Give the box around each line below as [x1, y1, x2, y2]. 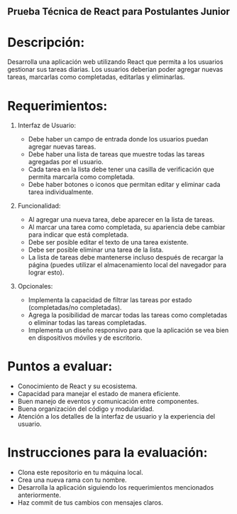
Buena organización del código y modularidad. [17, 405, 155, 413]
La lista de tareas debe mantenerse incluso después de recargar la [28, 253, 224, 262]
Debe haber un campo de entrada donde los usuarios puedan [28, 135, 209, 144]
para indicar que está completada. [28, 230, 129, 239]
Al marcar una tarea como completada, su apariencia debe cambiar [28, 223, 226, 232]
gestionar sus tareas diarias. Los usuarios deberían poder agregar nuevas [7, 65, 224, 74]
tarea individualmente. [28, 188, 94, 196]
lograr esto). [28, 268, 65, 277]
